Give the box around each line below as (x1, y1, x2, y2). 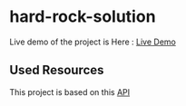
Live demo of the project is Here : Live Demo (9, 36, 177, 47)
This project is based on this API (9, 86, 131, 97)
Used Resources (9, 63, 104, 78)
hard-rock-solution (9, 6, 156, 27)
